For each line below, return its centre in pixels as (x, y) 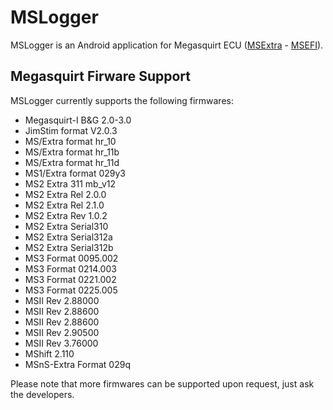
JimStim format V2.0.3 (71, 130)
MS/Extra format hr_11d (72, 162)
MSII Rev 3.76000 (61, 343)
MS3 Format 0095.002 (71, 258)
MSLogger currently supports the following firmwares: (122, 100)
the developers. (42, 394)
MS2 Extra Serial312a (68, 237)
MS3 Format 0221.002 (70, 279)
